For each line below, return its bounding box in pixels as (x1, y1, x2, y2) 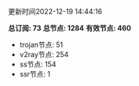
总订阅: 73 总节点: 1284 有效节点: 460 (8, 23, 132, 33)
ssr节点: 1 (19, 70, 51, 78)
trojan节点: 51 (19, 40, 64, 49)
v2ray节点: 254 (19, 50, 69, 59)
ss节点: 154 (19, 59, 57, 69)
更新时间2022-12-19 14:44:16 (8, 7, 103, 16)
